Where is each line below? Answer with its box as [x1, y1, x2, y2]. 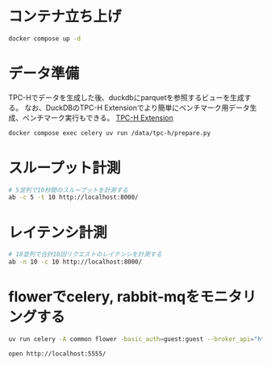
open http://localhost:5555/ [8, 349, 106, 358]
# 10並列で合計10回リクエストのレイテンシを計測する [8, 250, 163, 259]
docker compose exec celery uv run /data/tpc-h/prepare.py [8, 128, 211, 137]
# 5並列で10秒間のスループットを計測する [8, 186, 129, 194]
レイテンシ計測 [8, 223, 107, 242]
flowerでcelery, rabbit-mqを [8, 288, 200, 306]
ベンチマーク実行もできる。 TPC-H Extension [22, 112, 173, 122]
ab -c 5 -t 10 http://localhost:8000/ [8, 193, 139, 202]
